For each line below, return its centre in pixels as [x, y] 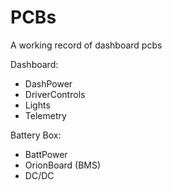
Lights [37, 105]
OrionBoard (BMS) [63, 165]
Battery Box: [36, 135]
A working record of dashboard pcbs [86, 45]
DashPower [48, 83]
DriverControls [55, 94]
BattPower [46, 154]
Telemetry [45, 115]
